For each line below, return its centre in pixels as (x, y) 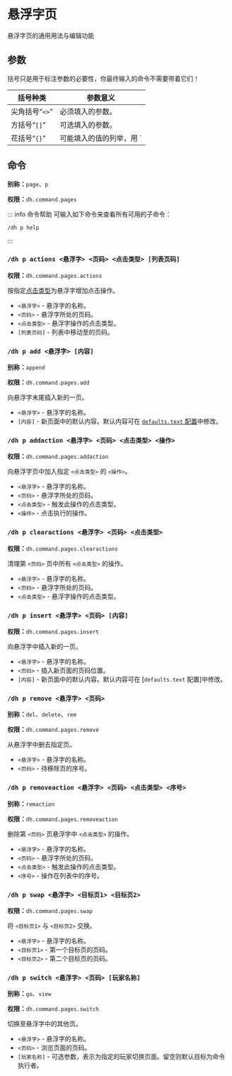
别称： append (26, 367)
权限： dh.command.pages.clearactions (63, 548)
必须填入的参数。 (88, 111)
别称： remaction (31, 804)
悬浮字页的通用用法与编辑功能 (51, 35)
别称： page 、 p (28, 184)
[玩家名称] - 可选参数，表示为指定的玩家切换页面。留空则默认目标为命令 (121, 1057)
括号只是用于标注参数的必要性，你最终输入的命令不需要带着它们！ (103, 78)
